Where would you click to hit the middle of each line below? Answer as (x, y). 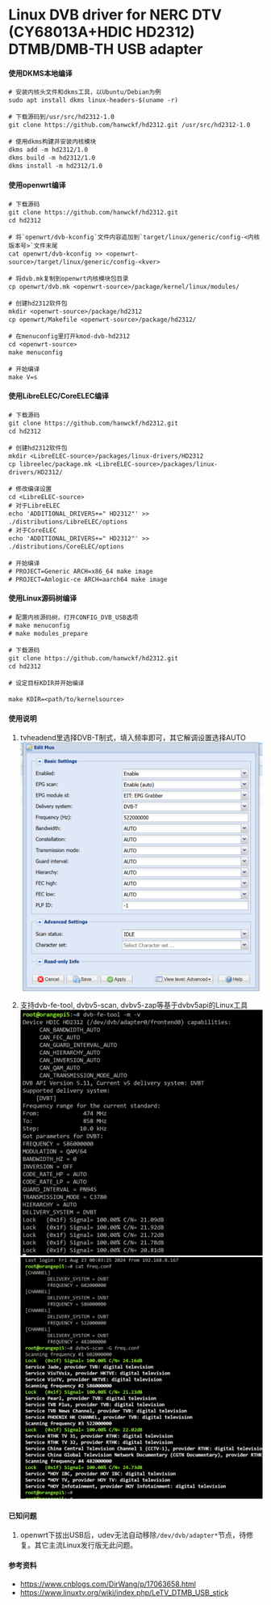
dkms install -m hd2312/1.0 (56, 166)
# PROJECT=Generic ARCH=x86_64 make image (81, 571)
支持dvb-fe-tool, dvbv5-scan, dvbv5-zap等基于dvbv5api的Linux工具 (134, 1006)
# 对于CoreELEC (33, 530)
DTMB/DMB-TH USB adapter (106, 49)
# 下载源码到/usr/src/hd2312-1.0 (61, 117)
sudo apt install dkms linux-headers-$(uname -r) (94, 100)
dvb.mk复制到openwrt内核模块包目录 (75, 278)
